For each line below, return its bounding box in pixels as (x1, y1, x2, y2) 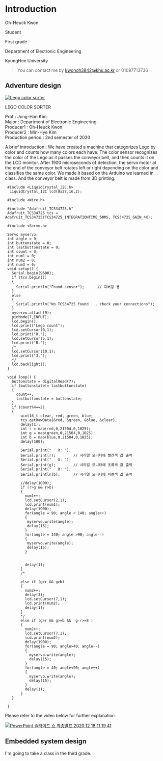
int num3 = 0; (7, 262, 36, 267)
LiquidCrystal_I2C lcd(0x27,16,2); (9, 189, 82, 194)
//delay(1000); (20, 480, 52, 486)
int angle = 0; (7, 236, 38, 241)
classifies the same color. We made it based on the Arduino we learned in (5, 170, 154, 176)
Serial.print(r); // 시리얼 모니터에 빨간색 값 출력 (20, 453, 133, 458)
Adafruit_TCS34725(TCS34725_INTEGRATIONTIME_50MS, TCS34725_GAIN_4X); (5, 215, 153, 219)
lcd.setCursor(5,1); (11, 336, 54, 341)
